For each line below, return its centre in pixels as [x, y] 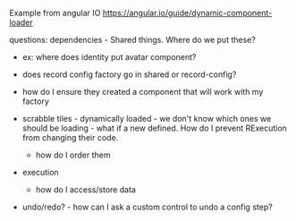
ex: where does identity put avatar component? [109, 57]
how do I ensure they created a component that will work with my [143, 92]
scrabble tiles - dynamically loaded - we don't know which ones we [147, 119]
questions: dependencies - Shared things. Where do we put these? [133, 40]
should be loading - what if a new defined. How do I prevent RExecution [155, 128]
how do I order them [73, 155]
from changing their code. [70, 137]
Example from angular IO [55, 13]
